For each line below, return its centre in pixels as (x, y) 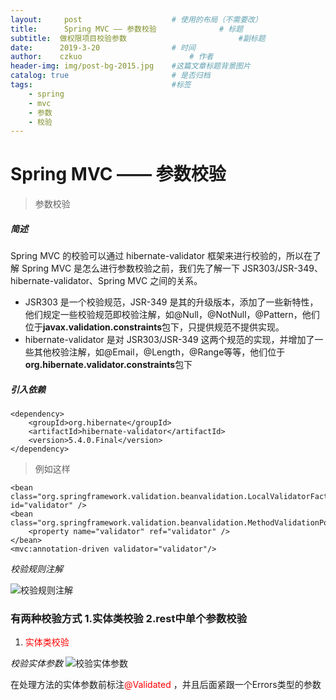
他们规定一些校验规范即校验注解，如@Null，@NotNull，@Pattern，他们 (172, 315)
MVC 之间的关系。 (165, 281)
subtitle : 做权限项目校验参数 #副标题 (138, 38)
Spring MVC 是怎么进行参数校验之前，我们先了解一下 (131, 268)
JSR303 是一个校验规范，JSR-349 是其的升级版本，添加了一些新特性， (171, 302)
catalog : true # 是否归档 (110, 76)
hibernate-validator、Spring (68, 281)
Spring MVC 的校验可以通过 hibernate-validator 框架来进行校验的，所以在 (161, 256)
